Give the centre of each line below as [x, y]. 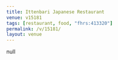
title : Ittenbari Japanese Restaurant [55, 12]
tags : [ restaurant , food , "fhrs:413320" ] [60, 23]
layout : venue [24, 35]
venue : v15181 [24, 18]
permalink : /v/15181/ [34, 29]
